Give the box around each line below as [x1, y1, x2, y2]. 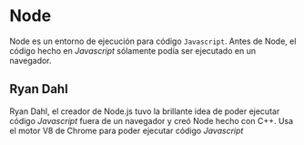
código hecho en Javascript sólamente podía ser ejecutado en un [9, 45, 257, 56]
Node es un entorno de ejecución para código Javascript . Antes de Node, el [9, 36, 297, 47]
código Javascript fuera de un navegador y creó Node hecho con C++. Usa [9, 115, 294, 126]
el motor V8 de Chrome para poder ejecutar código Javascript [9, 125, 244, 136]
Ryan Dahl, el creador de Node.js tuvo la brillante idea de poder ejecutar [9, 106, 280, 117]
